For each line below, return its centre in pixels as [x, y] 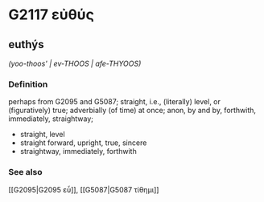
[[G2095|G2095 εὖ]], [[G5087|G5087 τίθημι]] [84, 189]
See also [25, 172]
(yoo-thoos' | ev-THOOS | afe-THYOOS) [75, 63]
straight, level [43, 135]
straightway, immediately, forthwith [78, 151]
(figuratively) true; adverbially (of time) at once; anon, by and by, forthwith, [132, 111]
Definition [28, 84]
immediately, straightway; [51, 119]
